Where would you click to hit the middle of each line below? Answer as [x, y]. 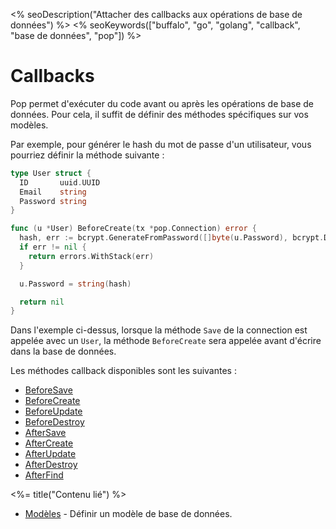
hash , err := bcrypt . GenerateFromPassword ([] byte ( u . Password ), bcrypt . [172, 238]
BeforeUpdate [53, 411]
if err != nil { [53, 247]
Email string [53, 192]
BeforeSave [48, 390]
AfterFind [44, 475]
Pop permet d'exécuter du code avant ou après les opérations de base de [162, 103]
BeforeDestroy [54, 422]
